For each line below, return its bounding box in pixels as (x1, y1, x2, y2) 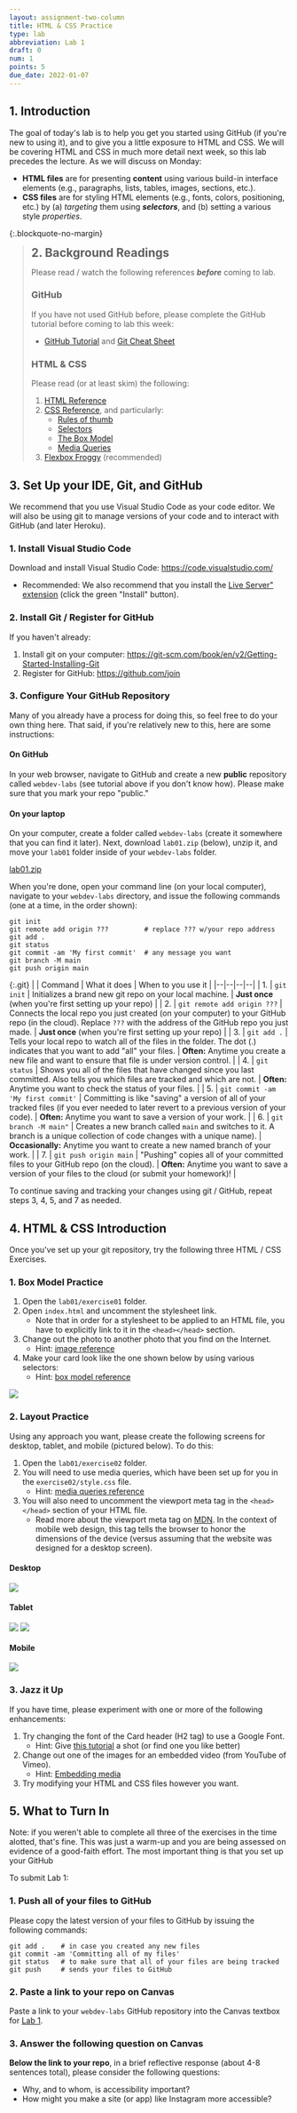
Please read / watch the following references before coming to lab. (30, 267, 277, 277)
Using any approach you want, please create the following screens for (9, 1431, 266, 1441)
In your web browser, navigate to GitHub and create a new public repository (9, 769, 287, 780)
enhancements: (9, 1713, 66, 1724)
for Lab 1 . (9, 2014, 43, 2026)
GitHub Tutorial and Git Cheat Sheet (43, 335, 176, 347)
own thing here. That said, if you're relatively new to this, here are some (9, 719, 271, 730)
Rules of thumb (57, 414, 113, 425)
